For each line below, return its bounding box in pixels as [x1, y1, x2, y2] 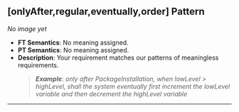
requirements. [17, 60, 59, 69]
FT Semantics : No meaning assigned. [17, 38, 129, 47]
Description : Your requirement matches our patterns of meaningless [17, 53, 219, 62]
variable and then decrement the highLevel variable [35, 89, 188, 98]
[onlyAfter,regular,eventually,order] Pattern [7, 6, 205, 18]
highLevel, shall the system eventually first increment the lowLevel [35, 82, 230, 91]
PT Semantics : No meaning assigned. [17, 45, 129, 54]
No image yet [7, 24, 47, 33]
